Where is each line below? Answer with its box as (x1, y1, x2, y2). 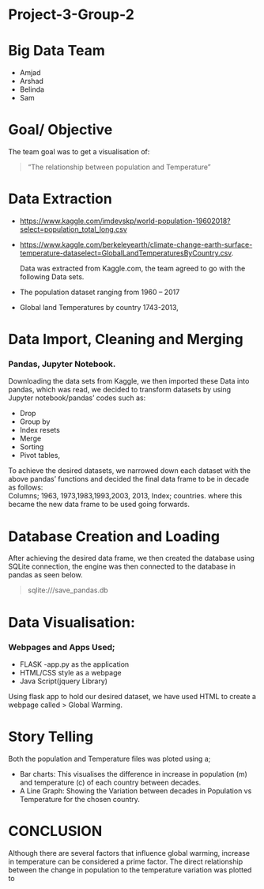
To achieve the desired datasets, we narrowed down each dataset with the (8, 466, 251, 475)
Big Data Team (8, 42, 105, 60)
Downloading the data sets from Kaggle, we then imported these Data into (8, 376, 250, 386)
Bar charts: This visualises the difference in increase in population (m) (19, 769, 247, 778)
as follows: (8, 482, 43, 492)
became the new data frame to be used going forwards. (8, 500, 190, 509)
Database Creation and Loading (8, 528, 220, 545)
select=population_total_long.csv (19, 225, 128, 234)
